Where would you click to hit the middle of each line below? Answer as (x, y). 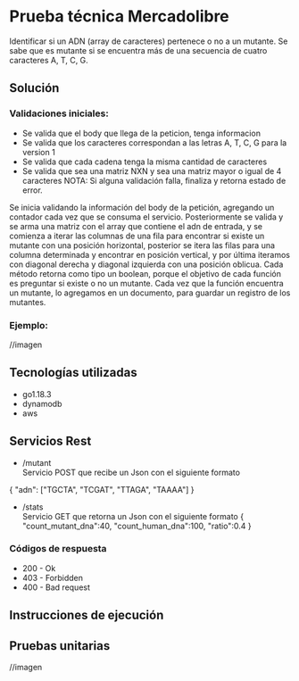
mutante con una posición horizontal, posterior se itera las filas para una (142, 245)
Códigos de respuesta (58, 549)
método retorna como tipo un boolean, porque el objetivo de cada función (145, 273)
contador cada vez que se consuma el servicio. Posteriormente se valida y (146, 217)
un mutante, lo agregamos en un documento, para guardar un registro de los (150, 293)
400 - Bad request (56, 587)
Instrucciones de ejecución (87, 615)
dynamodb (42, 403)
